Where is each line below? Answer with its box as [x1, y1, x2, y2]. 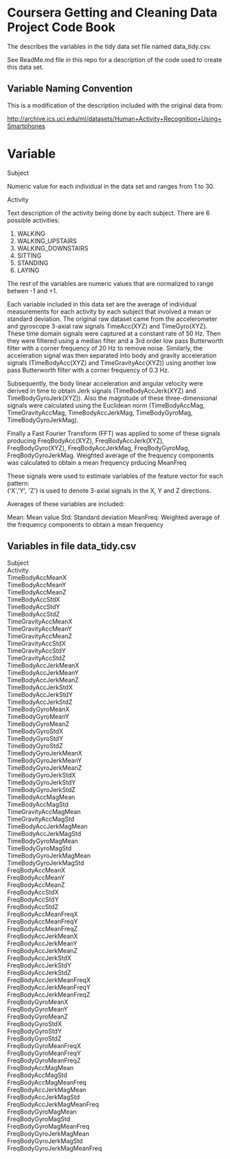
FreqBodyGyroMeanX [7, 997, 69, 1006]
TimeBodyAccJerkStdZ [7, 698, 73, 706]
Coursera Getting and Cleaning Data [7, 5, 218, 21]
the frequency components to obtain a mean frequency [7, 520, 163, 528]
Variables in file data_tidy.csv [7, 541, 137, 552]
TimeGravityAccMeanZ [7, 631, 72, 640]
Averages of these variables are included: [7, 499, 125, 508]
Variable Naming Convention [7, 83, 133, 94]
